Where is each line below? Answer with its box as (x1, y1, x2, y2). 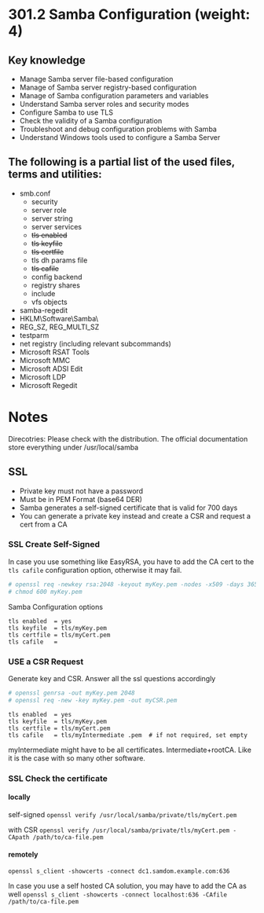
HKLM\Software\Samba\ (19, 313, 98, 323)
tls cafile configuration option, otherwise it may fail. (8, 565, 182, 574)
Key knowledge (8, 53, 86, 67)
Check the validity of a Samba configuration (19, 116, 163, 125)
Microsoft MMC (19, 355, 71, 365)
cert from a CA (19, 519, 68, 529)
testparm (19, 330, 49, 339)
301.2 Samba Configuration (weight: (8, 5, 251, 24)
